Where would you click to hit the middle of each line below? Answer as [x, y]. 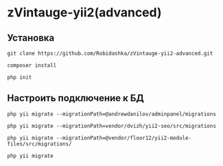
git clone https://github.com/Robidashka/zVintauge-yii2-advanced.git [110, 53]
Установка [31, 38]
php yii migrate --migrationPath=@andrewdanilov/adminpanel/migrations [111, 114]
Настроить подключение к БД [75, 98]
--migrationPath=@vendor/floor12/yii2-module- [124, 138]
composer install [32, 66]
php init [20, 77]
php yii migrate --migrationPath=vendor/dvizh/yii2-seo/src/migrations [111, 126]
